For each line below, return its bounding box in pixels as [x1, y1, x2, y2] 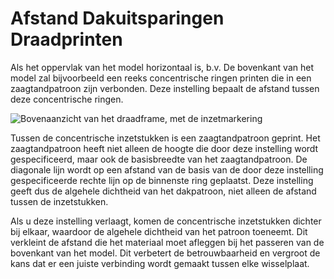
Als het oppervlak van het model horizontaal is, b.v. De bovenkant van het [10, 61, 314, 73]
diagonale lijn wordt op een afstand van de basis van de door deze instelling [10, 163, 324, 176]
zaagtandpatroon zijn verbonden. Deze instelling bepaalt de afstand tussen [10, 82, 320, 94]
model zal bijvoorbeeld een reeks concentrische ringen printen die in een [10, 72, 312, 84]
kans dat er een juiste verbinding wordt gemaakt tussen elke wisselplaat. [10, 257, 310, 269]
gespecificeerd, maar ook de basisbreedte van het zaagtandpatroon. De [10, 153, 308, 165]
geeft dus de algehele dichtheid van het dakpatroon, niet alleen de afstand [10, 185, 317, 197]
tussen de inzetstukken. [10, 195, 109, 207]
